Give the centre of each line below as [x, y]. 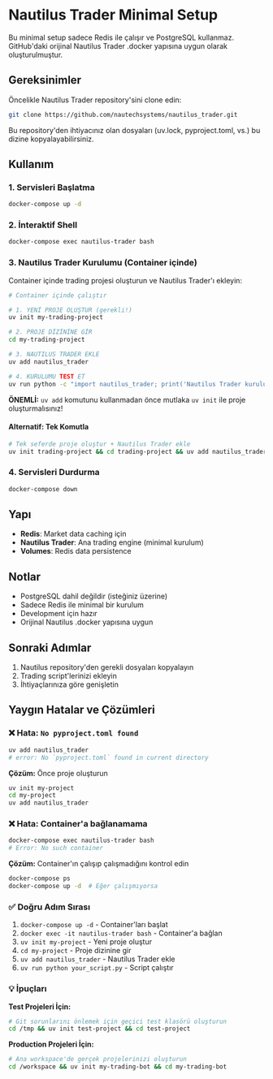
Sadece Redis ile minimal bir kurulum [82, 605]
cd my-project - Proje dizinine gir [76, 951]
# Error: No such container [56, 848]
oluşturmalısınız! [36, 408]
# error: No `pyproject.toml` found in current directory [108, 757]
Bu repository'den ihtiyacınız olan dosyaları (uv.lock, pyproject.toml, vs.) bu [134, 130]
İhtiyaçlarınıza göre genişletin [69, 684]
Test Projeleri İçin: [40, 1006]
